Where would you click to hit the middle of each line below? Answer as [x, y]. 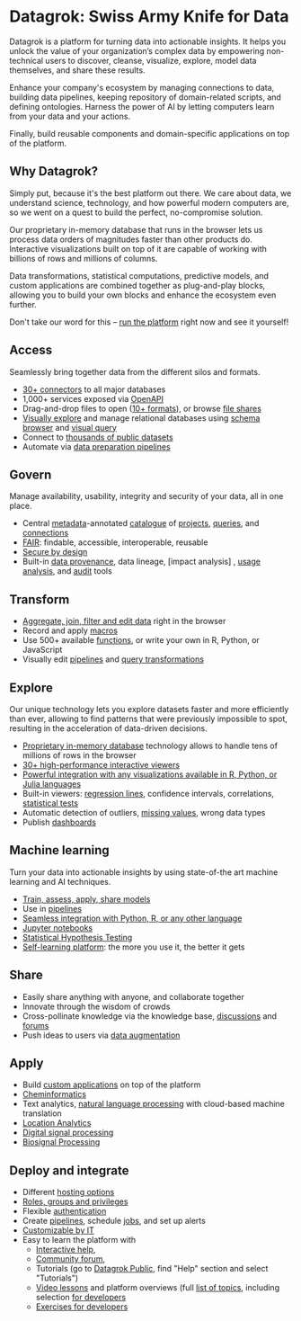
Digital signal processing [68, 1133]
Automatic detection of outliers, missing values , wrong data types [144, 812]
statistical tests [50, 803]
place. [21, 506]
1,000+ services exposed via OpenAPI [93, 398]
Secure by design [55, 552]
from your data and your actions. [70, 116]
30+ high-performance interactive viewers [101, 765]
